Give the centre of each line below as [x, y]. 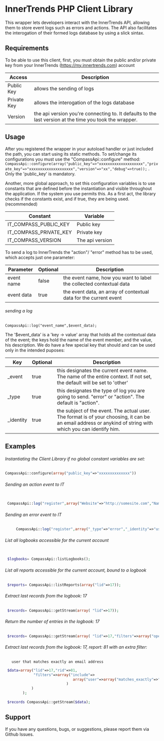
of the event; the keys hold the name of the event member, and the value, [79, 340]
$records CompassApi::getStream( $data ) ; [49, 702]
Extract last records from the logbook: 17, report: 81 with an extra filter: [76, 647]
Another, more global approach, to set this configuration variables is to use [80, 183]
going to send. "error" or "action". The [101, 396]
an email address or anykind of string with [105, 423]
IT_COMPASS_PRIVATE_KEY [40, 232]
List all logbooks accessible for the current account [57, 540]
